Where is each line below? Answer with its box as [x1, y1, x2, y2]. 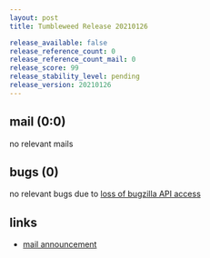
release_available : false [9, 38, 107, 47]
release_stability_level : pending [9, 72, 141, 82]
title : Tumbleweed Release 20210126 [9, 22, 148, 31]
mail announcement [22, 239, 97, 250]
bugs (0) [9, 164, 59, 180]
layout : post [9, 13, 59, 23]
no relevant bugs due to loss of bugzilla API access [9, 188, 202, 200]
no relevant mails [9, 138, 74, 149]
